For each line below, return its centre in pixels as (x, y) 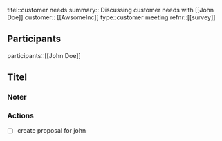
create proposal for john (52, 131)
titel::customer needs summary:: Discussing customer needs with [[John (111, 10)
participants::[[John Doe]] (44, 55)
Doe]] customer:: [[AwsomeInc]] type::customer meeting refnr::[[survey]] (111, 17)
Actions (21, 115)
